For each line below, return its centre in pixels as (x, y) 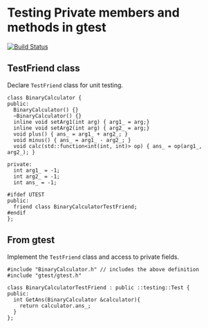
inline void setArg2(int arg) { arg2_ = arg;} (82, 128)
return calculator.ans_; (55, 306)
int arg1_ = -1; (37, 170)
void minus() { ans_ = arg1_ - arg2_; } (72, 140)
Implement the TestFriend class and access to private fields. (93, 257)
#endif (17, 212)
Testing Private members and (93, 13)
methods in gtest (57, 27)
